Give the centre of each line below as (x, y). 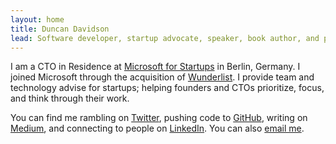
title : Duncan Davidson (60, 29)
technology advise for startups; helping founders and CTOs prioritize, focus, (167, 88)
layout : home (37, 19)
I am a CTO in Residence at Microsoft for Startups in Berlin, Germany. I (155, 67)
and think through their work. (70, 98)
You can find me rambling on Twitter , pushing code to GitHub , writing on (159, 118)
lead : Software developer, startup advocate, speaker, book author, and (165, 38)
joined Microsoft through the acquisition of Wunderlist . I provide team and (162, 77)
